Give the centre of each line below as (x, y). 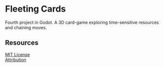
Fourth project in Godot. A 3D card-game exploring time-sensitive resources (82, 22)
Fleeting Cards (35, 9)
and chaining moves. (26, 27)
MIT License (18, 54)
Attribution (16, 60)
